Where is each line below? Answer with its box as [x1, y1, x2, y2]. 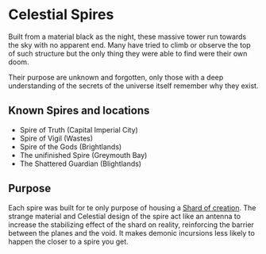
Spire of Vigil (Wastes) [19, 133, 94, 143]
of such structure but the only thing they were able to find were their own [8, 48, 248, 58]
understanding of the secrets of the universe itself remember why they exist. [8, 81, 259, 90]
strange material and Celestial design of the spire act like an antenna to [8, 211, 241, 221]
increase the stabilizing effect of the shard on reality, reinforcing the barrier [8, 220, 254, 229]
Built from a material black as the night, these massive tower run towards [8, 32, 247, 41]
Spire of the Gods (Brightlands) [19, 141, 122, 152]
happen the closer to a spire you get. [8, 237, 129, 246]
